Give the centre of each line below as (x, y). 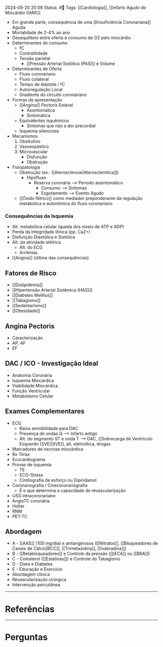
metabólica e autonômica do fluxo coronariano (66, 203)
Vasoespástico (34, 147)
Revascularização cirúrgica (39, 580)
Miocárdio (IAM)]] (23, 13)
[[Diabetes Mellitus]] (33, 295)
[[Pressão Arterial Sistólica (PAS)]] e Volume (71, 64)
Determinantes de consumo (40, 43)
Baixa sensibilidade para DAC (49, 428)
